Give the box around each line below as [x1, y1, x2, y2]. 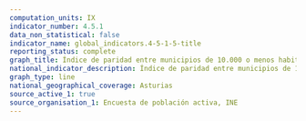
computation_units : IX [9, 13, 96, 23]
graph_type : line [9, 73, 76, 82]
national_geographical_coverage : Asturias [9, 81, 173, 90]
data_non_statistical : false [9, 30, 120, 39]
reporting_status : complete [9, 47, 117, 56]
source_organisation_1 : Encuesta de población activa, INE [9, 97, 239, 107]
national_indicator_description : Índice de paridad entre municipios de [9, 65, 291, 74]
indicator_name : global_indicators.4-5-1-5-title [9, 38, 202, 48]
